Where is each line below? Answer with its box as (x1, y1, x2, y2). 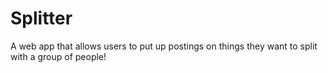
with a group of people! (10, 50, 107, 62)
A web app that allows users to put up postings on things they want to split (10, 40, 318, 52)
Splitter (10, 7, 73, 30)
